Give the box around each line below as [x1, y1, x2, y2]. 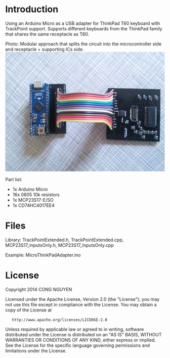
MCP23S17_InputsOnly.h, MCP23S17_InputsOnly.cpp [5, 242, 114, 248]
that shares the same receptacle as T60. [5, 31, 90, 37]
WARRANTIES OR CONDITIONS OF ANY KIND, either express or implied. [5, 337, 156, 343]
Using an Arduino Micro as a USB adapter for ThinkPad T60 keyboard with [5, 20, 160, 26]
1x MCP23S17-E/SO [12, 197, 54, 203]
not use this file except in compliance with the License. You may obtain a [5, 301, 157, 307]
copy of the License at [5, 307, 52, 313]
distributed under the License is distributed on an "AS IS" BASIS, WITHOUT [5, 331, 162, 337]
